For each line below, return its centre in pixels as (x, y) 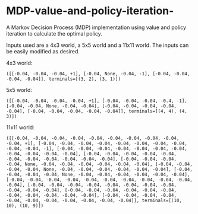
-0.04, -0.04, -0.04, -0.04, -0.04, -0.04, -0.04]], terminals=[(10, (94, 200)
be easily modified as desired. (43, 51)
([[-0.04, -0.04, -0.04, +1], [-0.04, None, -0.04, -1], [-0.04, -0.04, (98, 74)
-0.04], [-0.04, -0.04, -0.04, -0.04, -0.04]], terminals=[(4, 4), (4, (97, 111)
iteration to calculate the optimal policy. (54, 33)
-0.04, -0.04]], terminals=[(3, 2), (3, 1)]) (63, 79)
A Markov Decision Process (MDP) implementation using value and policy (96, 27)
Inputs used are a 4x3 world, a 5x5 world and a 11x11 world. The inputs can (98, 45)
